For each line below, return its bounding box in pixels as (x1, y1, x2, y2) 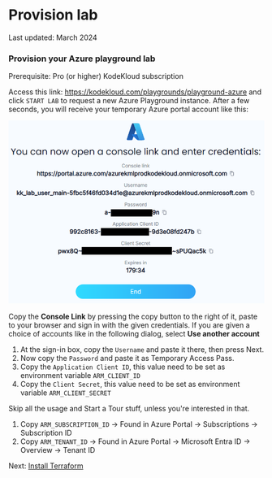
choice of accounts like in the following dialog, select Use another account (8, 329, 260, 339)
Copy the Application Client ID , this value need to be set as (19, 362, 226, 372)
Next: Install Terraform (8, 461, 84, 471)
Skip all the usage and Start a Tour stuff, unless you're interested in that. (8, 404, 250, 414)
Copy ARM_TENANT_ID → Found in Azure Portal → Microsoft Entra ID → (19, 437, 251, 446)
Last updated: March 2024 (8, 33, 97, 42)
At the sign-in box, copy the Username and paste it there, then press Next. (19, 345, 265, 354)
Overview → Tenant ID (19, 445, 96, 455)
